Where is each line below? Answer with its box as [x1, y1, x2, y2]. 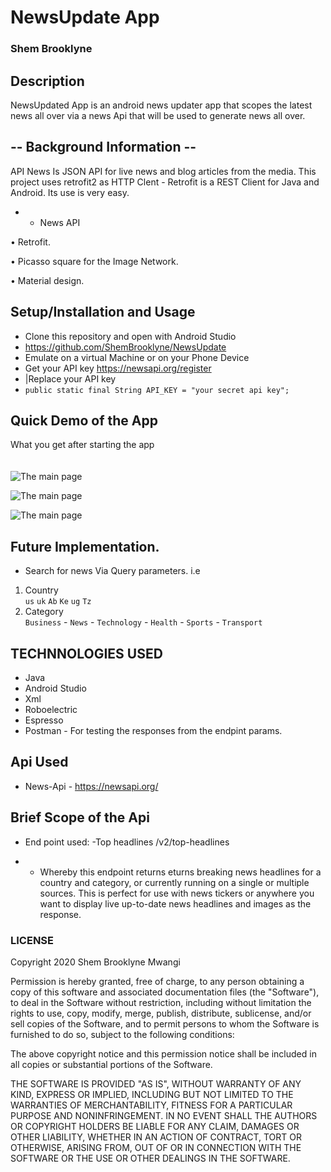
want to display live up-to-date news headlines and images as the [39, 897, 312, 910]
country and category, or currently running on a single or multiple [39, 876, 310, 888]
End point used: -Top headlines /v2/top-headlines [24, 836, 230, 848]
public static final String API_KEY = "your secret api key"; [24, 385, 290, 395]
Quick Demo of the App [10, 412, 158, 429]
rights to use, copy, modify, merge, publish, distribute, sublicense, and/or [10, 1007, 312, 1019]
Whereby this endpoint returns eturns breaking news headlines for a [39, 866, 322, 878]
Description [10, 72, 85, 90]
